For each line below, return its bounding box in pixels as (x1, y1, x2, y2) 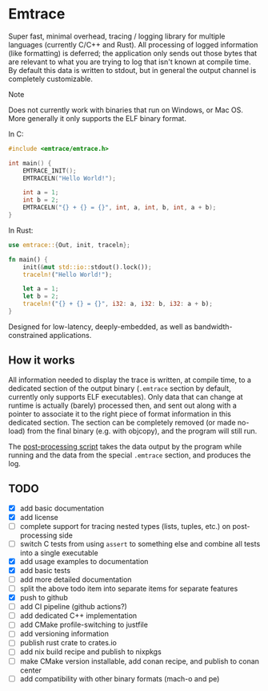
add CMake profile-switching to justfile (19, 620, 148, 630)
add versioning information (19, 629, 110, 639)
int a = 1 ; (22, 189, 59, 197)
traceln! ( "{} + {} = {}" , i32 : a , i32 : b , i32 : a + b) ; (22, 300, 214, 308)
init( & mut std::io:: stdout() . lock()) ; (22, 262, 152, 271)
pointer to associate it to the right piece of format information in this (8, 409, 232, 418)
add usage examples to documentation (19, 556, 149, 566)
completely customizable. (8, 74, 94, 83)
